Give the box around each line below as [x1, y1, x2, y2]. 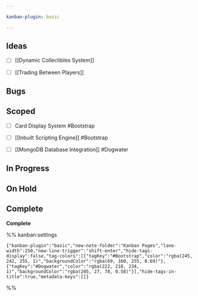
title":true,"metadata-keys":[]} [6, 273, 89, 279]
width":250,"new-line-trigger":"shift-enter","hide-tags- [6, 247, 153, 254]
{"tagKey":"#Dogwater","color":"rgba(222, [6, 263, 113, 269]
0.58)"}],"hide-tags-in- [115, 268, 177, 275]
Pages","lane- [142, 243, 177, 249]
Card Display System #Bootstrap [14, 122, 95, 129]
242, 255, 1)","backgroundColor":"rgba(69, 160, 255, [6, 258, 143, 264]
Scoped [6, 106, 36, 116]
